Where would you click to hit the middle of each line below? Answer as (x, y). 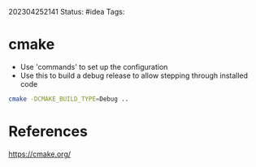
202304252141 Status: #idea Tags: (67, 12)
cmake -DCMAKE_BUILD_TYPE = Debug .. (69, 99)
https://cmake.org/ (40, 154)
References (48, 131)
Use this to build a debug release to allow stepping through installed (134, 75)
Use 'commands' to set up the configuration (94, 66)
